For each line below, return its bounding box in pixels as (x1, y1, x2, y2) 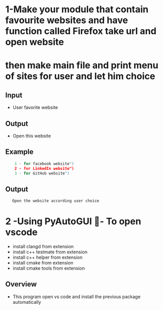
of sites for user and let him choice (5, 71, 155, 82)
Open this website (12, 133, 51, 139)
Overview (5, 280, 37, 289)
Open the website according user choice (12, 198, 100, 204)
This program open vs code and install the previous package (12, 293, 141, 300)
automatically (12, 299, 41, 305)
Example (5, 147, 34, 157)
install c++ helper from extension (12, 254, 83, 260)
